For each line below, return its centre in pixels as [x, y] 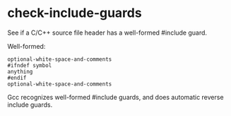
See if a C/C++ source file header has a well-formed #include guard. [107, 33]
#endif [17, 78]
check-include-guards [75, 13]
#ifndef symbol [30, 65]
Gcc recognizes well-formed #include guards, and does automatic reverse [115, 97]
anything [20, 71]
